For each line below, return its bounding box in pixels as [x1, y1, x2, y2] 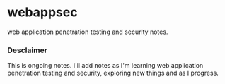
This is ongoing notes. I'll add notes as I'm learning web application [7, 61, 204, 70]
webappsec [7, 4, 78, 20]
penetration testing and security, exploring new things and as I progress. [7, 68, 219, 78]
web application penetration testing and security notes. [7, 28, 168, 36]
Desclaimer [7, 45, 48, 55]
